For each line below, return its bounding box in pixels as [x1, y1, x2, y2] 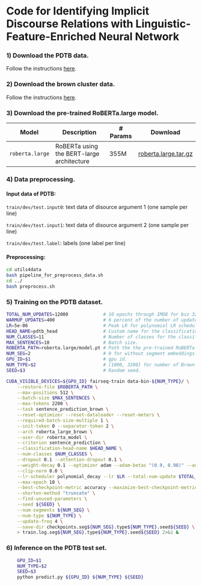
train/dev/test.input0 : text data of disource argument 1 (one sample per [6, 204, 188, 211]
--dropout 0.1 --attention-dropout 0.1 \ [17, 457, 122, 463]
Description [62, 128, 97, 137]
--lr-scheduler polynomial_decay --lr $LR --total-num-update [17, 473, 176, 479]
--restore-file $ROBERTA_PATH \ [17, 384, 98, 390]
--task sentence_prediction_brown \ [17, 407, 109, 413]
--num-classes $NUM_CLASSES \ [17, 451, 93, 457]
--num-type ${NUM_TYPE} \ [17, 513, 82, 519]
